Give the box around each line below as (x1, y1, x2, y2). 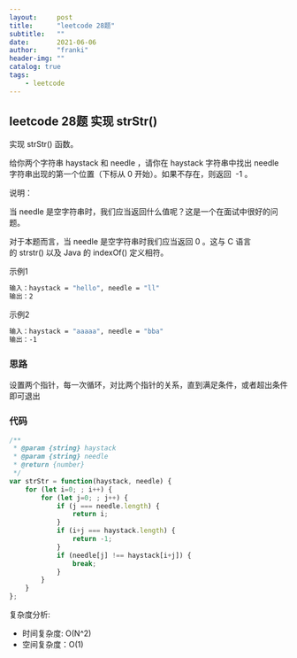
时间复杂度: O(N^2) (21, 628, 92, 639)
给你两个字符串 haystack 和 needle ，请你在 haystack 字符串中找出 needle (9, 158, 279, 168)
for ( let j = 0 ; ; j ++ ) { (41, 493, 128, 502)
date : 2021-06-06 (9, 37, 97, 47)
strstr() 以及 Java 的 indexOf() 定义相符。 (19, 247, 169, 258)
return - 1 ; (72, 535, 113, 544)
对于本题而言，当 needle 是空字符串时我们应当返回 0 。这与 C (9, 236, 234, 247)
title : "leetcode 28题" (9, 21, 115, 30)
